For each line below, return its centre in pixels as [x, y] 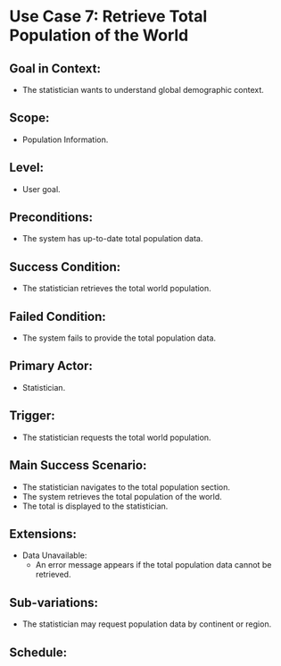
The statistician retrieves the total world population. [116, 289]
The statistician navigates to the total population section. [126, 487]
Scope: [29, 118]
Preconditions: [51, 218]
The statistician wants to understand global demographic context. [143, 90]
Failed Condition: [58, 316]
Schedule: [38, 652]
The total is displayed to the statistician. [95, 506]
